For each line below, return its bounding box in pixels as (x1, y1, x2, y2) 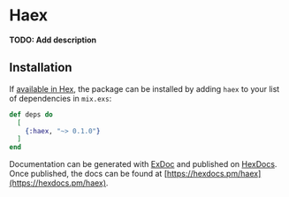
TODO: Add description (9, 34, 97, 45)
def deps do (9, 110, 53, 119)
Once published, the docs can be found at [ (9, 169, 168, 179)
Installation (9, 60, 72, 75)
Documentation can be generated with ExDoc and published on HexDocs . (9, 159, 278, 170)
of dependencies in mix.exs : (9, 93, 112, 103)
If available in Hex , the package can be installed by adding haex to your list (9, 83, 280, 94)
